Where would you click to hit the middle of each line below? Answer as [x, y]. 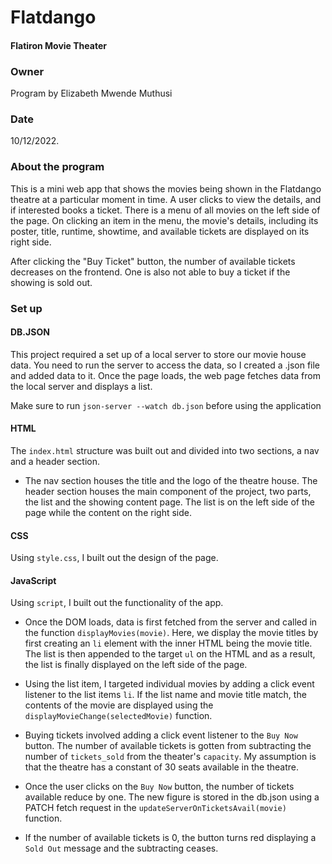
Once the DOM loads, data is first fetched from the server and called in [171, 622]
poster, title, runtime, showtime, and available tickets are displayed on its [160, 231]
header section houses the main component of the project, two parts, [168, 491]
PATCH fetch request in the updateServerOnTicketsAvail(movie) [155, 808]
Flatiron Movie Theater [58, 45]
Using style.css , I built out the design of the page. [114, 558]
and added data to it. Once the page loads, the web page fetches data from [165, 375]
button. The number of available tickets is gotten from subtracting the [168, 746]
